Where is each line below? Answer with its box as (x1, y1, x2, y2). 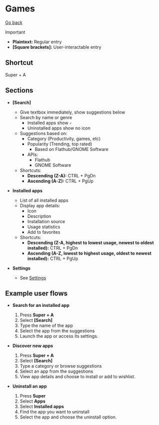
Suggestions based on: (19, 130, 67, 136)
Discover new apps (12, 343, 53, 349)
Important (5, 29, 25, 35)
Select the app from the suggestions (19, 328, 95, 334)
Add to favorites (27, 229, 61, 235)
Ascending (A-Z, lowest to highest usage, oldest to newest (27, 250, 152, 256)
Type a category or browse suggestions (19, 363, 102, 369)
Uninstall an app (12, 383, 47, 389)
